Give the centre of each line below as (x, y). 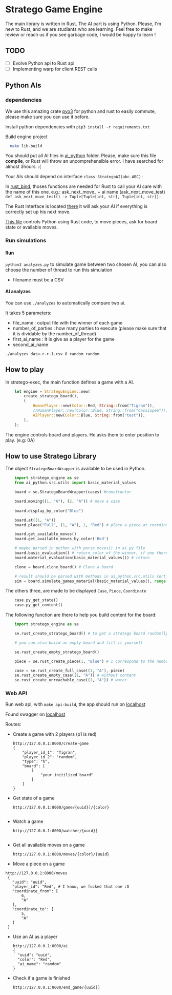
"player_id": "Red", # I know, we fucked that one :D (71, 887)
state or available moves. (31, 227)
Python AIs (23, 85)
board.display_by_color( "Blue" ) (49, 511)
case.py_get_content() (39, 605)
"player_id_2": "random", (50, 757)
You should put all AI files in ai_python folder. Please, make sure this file (81, 156)
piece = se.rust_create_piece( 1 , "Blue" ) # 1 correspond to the (84, 661)
